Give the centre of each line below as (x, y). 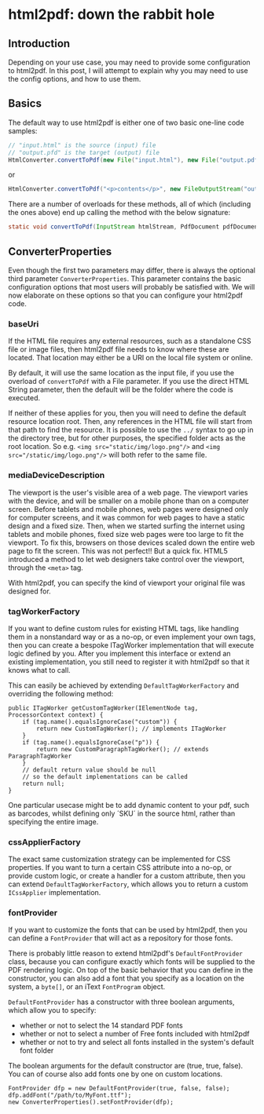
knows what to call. (39, 670)
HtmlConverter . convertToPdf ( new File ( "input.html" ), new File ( (114, 160)
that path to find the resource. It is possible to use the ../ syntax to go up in (131, 430)
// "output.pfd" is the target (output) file (84, 152)
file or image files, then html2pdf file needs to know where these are (119, 349)
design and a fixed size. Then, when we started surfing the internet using (126, 526)
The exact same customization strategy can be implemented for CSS (119, 859)
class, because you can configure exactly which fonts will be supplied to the (132, 962)
